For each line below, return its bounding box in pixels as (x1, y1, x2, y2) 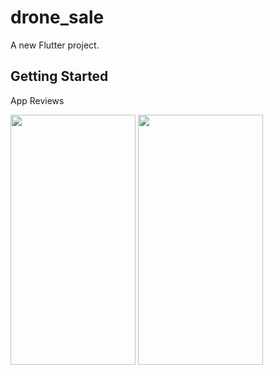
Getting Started (10, 68, 109, 85)
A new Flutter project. (10, 39, 100, 51)
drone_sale (10, 6, 105, 29)
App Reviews (10, 94, 65, 106)
